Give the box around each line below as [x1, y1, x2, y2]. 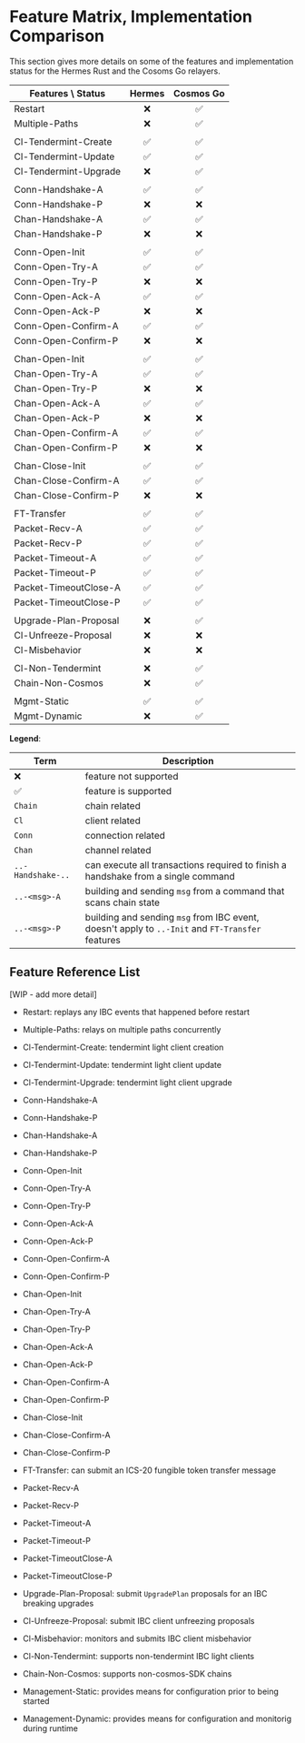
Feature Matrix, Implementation [9, 6, 252, 27]
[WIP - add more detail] [9, 989, 97, 1000]
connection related [84, 829, 166, 841]
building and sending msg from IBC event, [84, 911, 260, 923]
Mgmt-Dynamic [14, 710, 83, 722]
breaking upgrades [22, 1597, 94, 1608]
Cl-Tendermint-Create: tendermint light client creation [22, 1042, 224, 1053]
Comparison [9, 25, 105, 46]
